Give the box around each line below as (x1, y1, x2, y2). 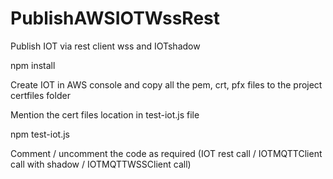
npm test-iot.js (10, 128, 70, 140)
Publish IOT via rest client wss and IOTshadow (10, 40, 201, 52)
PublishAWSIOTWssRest (10, 7, 221, 30)
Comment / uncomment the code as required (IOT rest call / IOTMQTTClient (10, 147, 323, 159)
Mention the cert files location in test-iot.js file (10, 108, 200, 121)
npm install (10, 59, 56, 71)
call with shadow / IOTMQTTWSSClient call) (10, 158, 192, 170)
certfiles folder (10, 89, 71, 101)
